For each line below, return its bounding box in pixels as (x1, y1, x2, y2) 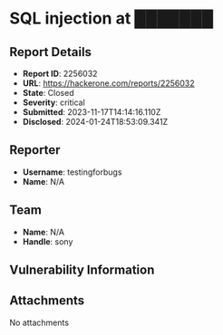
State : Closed (22, 88, 74, 98)
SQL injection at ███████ (9, 8, 214, 29)
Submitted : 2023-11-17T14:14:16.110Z (22, 107, 161, 117)
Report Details (9, 44, 92, 60)
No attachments (9, 317, 70, 328)
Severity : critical (22, 97, 86, 108)
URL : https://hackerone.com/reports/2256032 (22, 78, 195, 89)
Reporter (9, 142, 61, 158)
